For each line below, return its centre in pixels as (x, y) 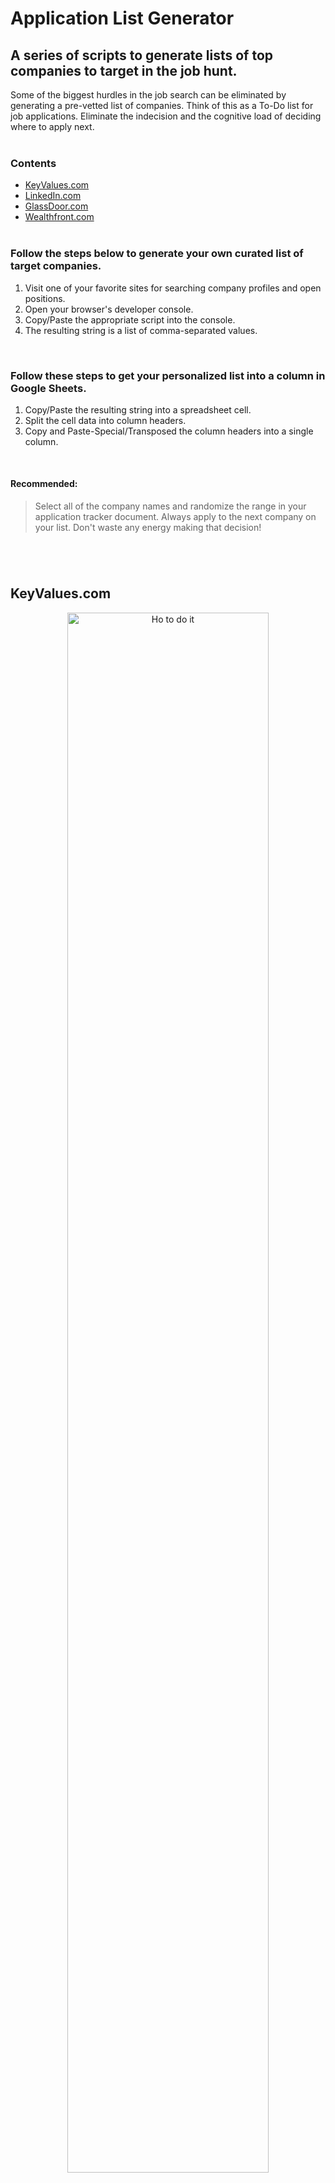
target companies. (56, 266)
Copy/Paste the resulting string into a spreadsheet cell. (138, 409)
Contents (33, 163)
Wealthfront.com (59, 217)
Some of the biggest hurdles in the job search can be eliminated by (148, 95)
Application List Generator (122, 18)
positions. (45, 298)
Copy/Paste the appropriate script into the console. (130, 319)
